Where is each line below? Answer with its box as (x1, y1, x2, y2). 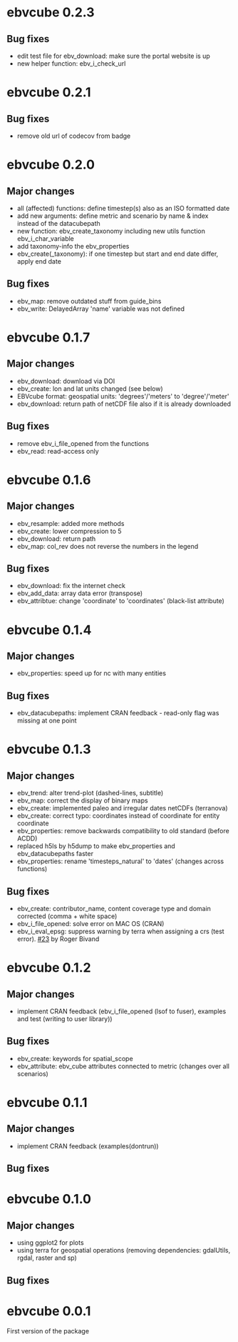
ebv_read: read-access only (16, 447, 99, 455)
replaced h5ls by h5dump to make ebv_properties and (16, 842, 175, 850)
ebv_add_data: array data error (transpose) (16, 589, 143, 597)
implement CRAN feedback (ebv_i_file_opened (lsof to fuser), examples (16, 1007, 227, 1015)
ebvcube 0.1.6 (6, 472, 91, 488)
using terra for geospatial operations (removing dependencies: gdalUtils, (16, 1246, 231, 1255)
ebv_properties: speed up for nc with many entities (16, 669, 167, 677)
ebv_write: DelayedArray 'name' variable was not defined (16, 304, 185, 313)
